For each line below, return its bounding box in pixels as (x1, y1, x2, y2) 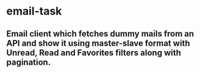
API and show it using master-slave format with (6, 38, 190, 48)
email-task (6, 4, 62, 18)
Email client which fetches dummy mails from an (6, 29, 195, 39)
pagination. (6, 57, 51, 68)
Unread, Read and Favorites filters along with (6, 47, 182, 58)
